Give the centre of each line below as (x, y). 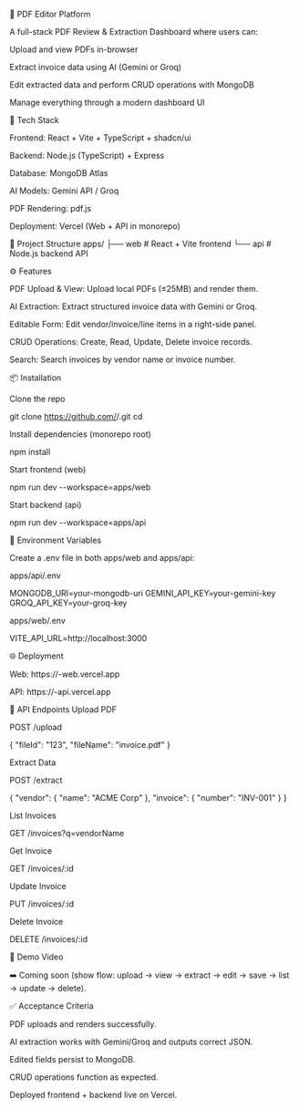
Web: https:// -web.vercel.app (65, 674)
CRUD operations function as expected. (84, 1077)
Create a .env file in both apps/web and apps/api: (102, 558)
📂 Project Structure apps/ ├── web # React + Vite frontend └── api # (140, 244)
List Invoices (33, 815)
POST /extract (36, 780)
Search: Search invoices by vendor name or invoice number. (123, 359)
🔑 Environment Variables (56, 540)
